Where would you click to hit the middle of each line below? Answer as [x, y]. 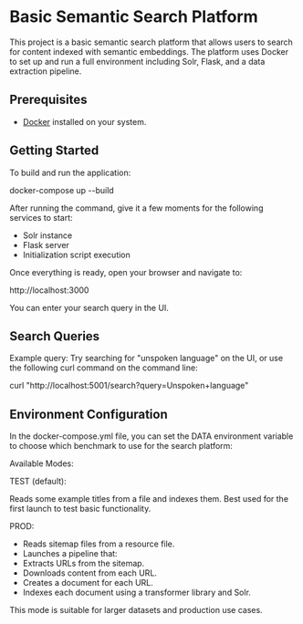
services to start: [41, 217]
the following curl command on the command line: [104, 368]
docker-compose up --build [62, 190]
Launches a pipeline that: [70, 554]
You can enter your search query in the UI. [89, 307]
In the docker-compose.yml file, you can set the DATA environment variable [151, 436]
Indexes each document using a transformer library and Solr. [136, 593]
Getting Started [54, 151]
